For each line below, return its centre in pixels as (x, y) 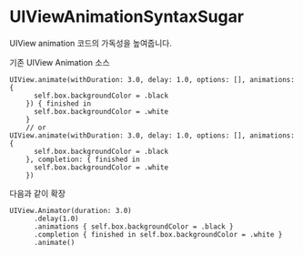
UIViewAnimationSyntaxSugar (126, 17)
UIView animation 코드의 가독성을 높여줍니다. (91, 43)
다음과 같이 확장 (38, 193)
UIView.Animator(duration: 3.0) (71, 210)
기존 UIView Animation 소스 (60, 62)
